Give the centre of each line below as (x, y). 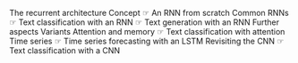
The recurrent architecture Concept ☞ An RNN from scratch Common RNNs (149, 13)
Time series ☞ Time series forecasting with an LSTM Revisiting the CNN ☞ (147, 41)
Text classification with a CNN (65, 51)
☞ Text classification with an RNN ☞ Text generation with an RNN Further (145, 22)
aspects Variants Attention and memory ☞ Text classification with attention (147, 31)
